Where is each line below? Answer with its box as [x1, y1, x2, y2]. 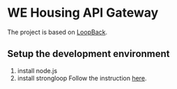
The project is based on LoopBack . [7, 28, 108, 36]
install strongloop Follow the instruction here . [17, 74, 147, 82]
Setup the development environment [7, 48, 170, 60]
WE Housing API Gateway [7, 5, 159, 21]
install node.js [17, 66, 58, 74]
